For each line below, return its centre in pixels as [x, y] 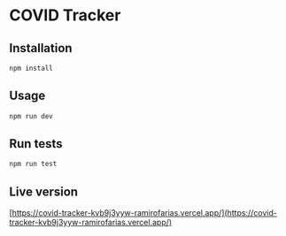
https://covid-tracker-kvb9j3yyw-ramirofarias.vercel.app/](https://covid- [144, 213]
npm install [31, 68]
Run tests [36, 144]
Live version [43, 191]
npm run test [33, 164]
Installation [41, 48]
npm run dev [31, 116]
